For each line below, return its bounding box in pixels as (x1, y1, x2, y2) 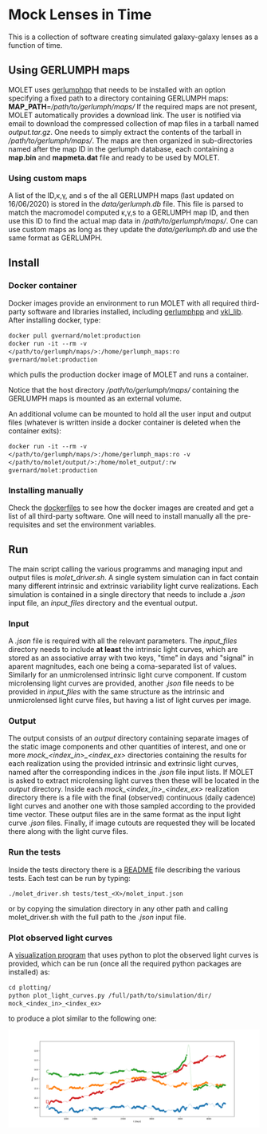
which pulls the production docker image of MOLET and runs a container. (8, 369, 249, 379)
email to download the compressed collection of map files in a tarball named (8, 118, 259, 128)
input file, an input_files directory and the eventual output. (8, 598, 198, 607)
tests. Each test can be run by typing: (8, 873, 132, 883)
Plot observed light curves (8, 932, 113, 943)
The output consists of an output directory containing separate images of (8, 733, 249, 743)
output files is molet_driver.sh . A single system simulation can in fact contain (8, 572, 259, 582)
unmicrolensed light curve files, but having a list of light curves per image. (8, 696, 252, 705)
